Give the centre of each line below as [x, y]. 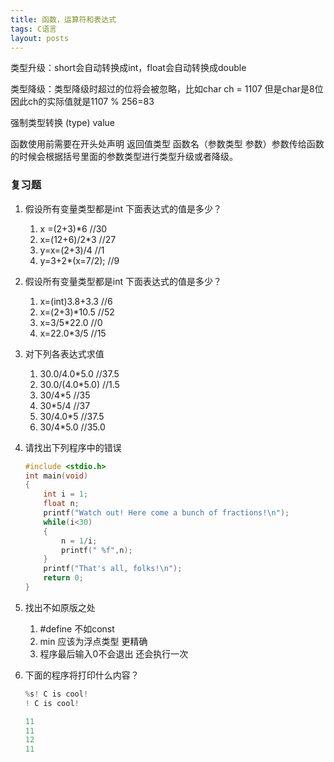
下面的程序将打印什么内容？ [82, 675]
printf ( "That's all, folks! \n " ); [113, 569]
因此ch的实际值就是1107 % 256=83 [82, 102]
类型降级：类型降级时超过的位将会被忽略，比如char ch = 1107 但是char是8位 [167, 89]
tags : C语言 [33, 29]
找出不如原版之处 [60, 607]
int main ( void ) [56, 476]
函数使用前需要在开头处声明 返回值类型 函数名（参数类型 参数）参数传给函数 [167, 144]
